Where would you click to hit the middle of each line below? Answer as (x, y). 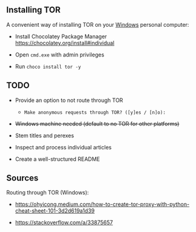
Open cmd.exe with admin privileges (59, 55)
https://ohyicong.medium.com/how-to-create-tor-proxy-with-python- (102, 204)
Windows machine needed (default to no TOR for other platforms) (97, 123)
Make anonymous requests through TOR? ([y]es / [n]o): (95, 112)
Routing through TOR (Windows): (48, 193)
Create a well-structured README (57, 159)
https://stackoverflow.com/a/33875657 (64, 223)
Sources (22, 178)
